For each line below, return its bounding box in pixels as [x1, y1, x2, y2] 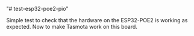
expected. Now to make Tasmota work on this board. [6, 23, 137, 30]
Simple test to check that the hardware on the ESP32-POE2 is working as [6, 17, 188, 23]
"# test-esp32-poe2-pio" [6, 5, 69, 12]
